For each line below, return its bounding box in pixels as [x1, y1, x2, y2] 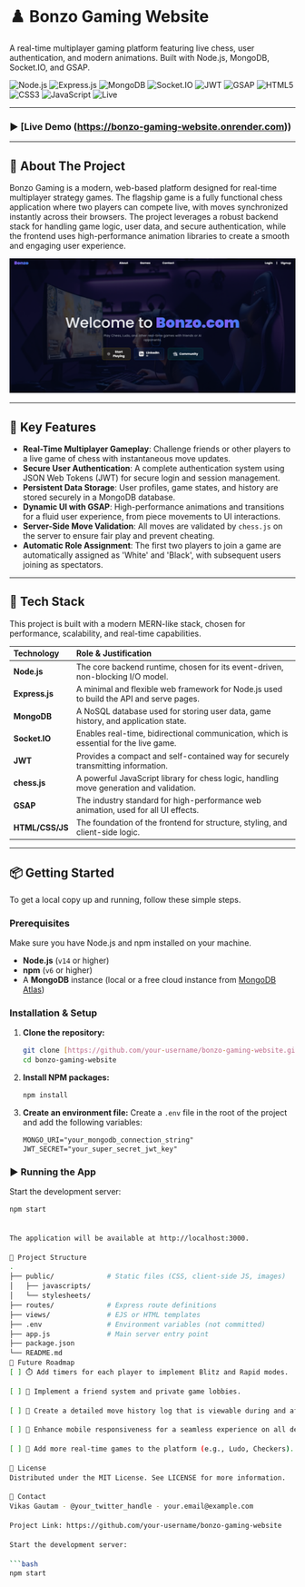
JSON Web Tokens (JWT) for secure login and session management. [22, 472, 280, 483]
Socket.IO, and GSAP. [9, 62, 91, 73]
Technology [13, 648, 60, 659]
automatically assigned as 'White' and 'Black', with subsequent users [22, 550, 281, 560]
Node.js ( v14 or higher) [22, 955, 110, 967]
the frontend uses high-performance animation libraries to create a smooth [9, 231, 290, 242]
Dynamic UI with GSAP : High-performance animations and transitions [22, 501, 285, 512]
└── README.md [9, 1349, 64, 1358]
